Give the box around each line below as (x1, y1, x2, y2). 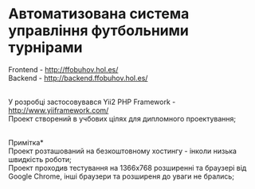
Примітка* (8, 137, 44, 147)
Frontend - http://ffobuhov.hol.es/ (8, 64, 119, 74)
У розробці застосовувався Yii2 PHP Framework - (8, 97, 176, 106)
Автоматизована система (8, 5, 190, 23)
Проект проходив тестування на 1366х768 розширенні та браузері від (8, 163, 247, 172)
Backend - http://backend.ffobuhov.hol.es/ (8, 73, 148, 83)
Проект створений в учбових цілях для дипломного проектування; (8, 114, 237, 123)
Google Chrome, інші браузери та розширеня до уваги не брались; (8, 172, 235, 181)
